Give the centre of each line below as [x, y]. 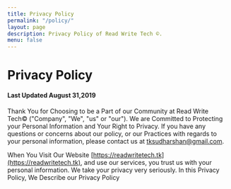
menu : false [25, 40]
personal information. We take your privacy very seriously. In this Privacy [114, 170]
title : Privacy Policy [41, 14]
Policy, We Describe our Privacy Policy [64, 177]
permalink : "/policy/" [41, 21]
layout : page [26, 27]
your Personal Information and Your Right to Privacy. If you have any [107, 126]
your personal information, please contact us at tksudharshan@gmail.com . [116, 141]
